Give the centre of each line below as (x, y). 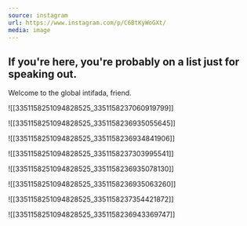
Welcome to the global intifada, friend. (70, 93)
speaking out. (42, 74)
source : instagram (38, 15)
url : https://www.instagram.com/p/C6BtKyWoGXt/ (87, 23)
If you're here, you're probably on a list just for (124, 62)
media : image (29, 30)
